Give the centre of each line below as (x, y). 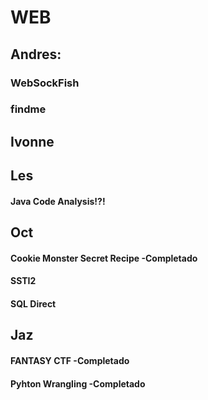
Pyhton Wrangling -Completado (78, 383)
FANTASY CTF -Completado (70, 360)
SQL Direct (33, 303)
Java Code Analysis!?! (58, 201)
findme (28, 109)
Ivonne (32, 141)
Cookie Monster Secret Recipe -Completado (104, 258)
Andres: (36, 54)
